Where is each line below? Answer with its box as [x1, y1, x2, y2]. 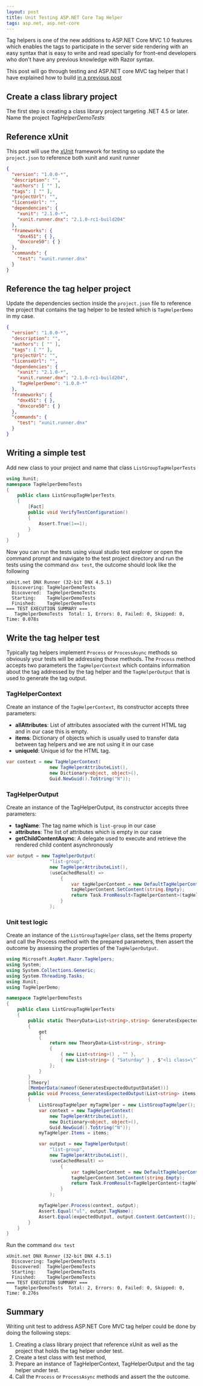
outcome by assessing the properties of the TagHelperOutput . [6, 945, 159, 952]
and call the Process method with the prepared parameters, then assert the [6, 938, 193, 945]
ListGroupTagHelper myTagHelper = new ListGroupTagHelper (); [38, 1102, 196, 1108]
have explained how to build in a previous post [6, 74, 122, 82]
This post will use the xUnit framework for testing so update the [6, 148, 165, 155]
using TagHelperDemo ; [6, 984, 61, 991]
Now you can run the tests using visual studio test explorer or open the [6, 548, 183, 556]
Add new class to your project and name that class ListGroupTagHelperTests [6, 464, 196, 471]
